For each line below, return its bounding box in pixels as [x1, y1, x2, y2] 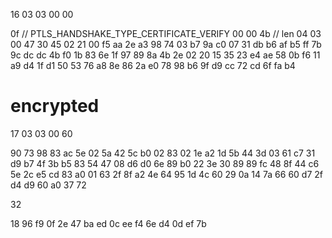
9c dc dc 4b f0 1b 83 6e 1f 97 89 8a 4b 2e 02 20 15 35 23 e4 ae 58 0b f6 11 [10, 49, 321, 61]
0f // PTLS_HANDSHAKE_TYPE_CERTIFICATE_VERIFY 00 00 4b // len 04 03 [10, 28, 322, 39]
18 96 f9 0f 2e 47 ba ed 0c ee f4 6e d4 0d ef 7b [10, 217, 207, 229]
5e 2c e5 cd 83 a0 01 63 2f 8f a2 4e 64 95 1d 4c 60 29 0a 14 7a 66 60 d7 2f [10, 168, 323, 180]
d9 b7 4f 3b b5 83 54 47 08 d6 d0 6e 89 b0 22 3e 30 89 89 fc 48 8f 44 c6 [10, 157, 320, 169]
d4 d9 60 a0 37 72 [10, 179, 87, 191]
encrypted [10, 95, 100, 118]
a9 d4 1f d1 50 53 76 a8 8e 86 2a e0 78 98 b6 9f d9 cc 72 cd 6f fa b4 [10, 60, 296, 71]
